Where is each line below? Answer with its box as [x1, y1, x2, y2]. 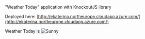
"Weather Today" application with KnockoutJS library [5, 4, 112, 10]
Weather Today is [5, 28, 40, 34]
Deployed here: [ [5, 14, 39, 19]
